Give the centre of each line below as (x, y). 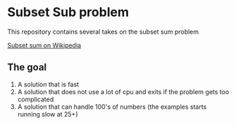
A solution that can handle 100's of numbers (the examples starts (112, 107)
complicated (36, 99)
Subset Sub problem (68, 12)
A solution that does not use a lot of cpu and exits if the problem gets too (123, 91)
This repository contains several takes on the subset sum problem (103, 32)
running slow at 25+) (48, 114)
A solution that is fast (48, 84)
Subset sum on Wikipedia (44, 45)
